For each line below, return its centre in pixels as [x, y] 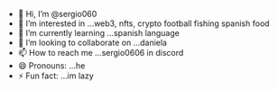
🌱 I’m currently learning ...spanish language [99, 33]
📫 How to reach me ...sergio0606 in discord [101, 53]
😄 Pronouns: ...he [51, 66]
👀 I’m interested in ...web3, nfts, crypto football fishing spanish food [144, 23]
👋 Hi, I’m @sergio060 [57, 14]
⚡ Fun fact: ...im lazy [56, 76]
